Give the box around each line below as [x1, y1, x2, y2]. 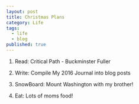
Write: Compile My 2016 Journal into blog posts [14, 69, 131, 76]
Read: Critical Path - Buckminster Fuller [14, 57, 111, 65]
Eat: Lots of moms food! [14, 92, 73, 99]
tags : [6, 25, 20, 31]
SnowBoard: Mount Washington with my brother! [14, 80, 134, 87]
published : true [6, 42, 46, 48]
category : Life [6, 19, 44, 25]
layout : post [6, 8, 38, 15]
